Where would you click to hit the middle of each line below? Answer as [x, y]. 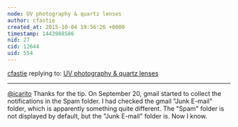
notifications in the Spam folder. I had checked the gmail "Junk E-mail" [110, 101]
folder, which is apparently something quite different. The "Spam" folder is [116, 108]
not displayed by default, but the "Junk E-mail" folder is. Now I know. [107, 116]
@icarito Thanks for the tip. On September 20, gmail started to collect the [114, 93]
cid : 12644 [23, 47]
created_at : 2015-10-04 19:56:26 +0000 [66, 27]
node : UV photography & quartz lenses [64, 14]
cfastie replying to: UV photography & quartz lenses [83, 73]
